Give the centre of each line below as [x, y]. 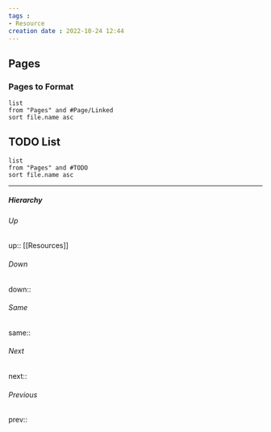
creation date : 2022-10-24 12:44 [67, 31]
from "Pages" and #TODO [48, 168]
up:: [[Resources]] [38, 245]
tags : [19, 16]
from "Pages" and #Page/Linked [61, 111]
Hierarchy [25, 200]
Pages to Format [41, 86]
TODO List [34, 142]
